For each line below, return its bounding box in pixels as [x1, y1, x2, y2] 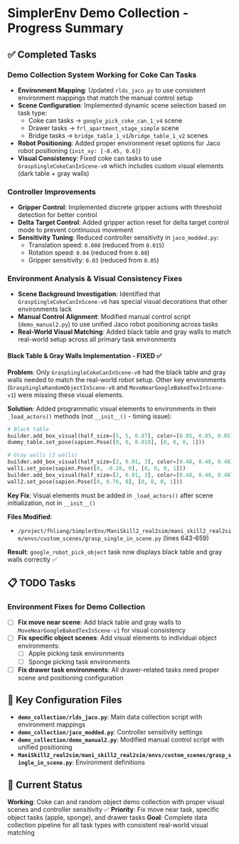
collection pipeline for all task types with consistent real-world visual [7, 821, 208, 830]
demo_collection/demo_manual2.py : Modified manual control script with [17, 735, 224, 744]
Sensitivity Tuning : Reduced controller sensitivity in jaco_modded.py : [17, 233, 219, 242]
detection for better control [17, 211, 97, 219]
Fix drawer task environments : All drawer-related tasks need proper [17, 665, 219, 674]
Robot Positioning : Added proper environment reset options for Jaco [17, 139, 221, 147]
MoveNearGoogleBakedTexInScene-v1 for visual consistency [17, 626, 186, 635]
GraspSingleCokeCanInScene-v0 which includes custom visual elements [17, 162, 224, 170]
